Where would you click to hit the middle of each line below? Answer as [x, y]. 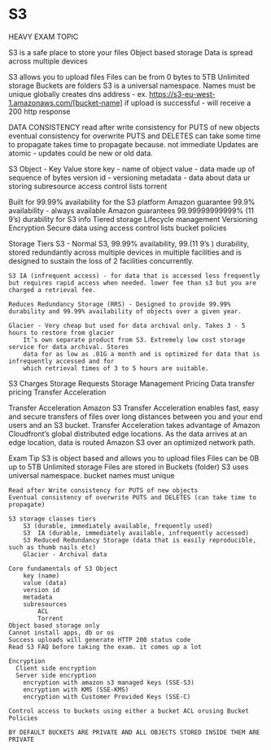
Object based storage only [54, 626]
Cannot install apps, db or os [61, 632]
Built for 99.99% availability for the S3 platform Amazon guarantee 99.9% [132, 202]
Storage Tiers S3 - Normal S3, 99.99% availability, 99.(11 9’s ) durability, [129, 243]
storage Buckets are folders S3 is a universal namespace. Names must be [132, 85]
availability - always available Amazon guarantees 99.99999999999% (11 [131, 210]
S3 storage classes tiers [52, 519]
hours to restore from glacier [61, 333]
